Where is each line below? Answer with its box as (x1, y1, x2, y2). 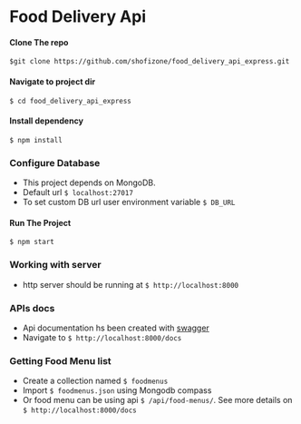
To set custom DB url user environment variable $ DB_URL (22, 197, 236, 208)
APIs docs (9, 301, 55, 314)
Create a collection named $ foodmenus (22, 375, 169, 387)
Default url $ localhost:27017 (22, 187, 134, 198)
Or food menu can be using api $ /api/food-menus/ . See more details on (22, 395, 293, 406)
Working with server (9, 259, 102, 271)
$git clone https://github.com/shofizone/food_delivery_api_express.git (9, 57, 290, 66)
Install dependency (9, 115, 84, 126)
